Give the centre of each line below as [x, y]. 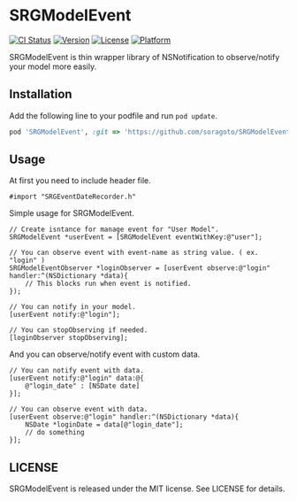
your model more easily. [53, 66]
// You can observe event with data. [79, 409]
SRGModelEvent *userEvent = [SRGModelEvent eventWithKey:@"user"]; [136, 237]
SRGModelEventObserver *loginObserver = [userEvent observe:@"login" [140, 268]
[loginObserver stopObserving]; [69, 338]
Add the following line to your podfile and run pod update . [114, 115]
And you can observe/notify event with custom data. [105, 354]
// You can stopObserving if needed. [79, 330]
